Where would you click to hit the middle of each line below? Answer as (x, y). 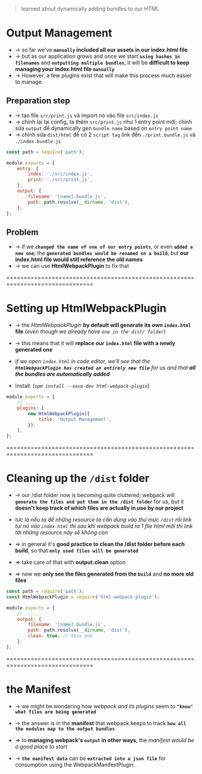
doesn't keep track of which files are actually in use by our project (99, 508)
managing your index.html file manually (65, 69)
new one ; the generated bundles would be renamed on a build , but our (102, 253)
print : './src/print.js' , (60, 180)
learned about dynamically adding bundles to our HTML (90, 9)
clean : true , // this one (60, 636)
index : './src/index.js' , (60, 174)
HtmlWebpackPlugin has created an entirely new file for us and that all (105, 368)
